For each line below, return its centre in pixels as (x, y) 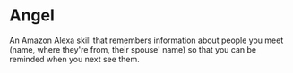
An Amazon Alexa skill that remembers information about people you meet (146, 40)
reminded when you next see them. (75, 59)
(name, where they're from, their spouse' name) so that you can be (133, 49)
